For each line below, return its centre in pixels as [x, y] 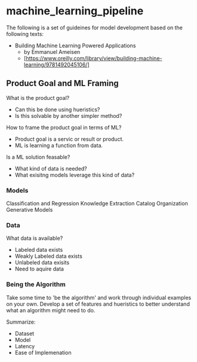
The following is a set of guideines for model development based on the [95, 28]
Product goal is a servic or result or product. [69, 139]
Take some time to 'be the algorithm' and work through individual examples [99, 297]
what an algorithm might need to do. [51, 310]
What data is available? [35, 238]
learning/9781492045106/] [56, 65]
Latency [25, 346]
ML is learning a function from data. [59, 145]
